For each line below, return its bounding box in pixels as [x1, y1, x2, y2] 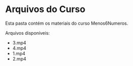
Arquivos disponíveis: [5, 30, 50, 36]
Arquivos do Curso [5, 4, 86, 15]
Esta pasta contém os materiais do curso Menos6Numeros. [5, 20, 128, 26]
